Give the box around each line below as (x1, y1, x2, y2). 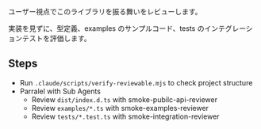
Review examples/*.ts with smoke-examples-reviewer (31, 103, 209, 112)
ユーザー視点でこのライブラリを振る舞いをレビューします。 (8, 7, 202, 16)
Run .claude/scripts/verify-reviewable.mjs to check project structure (19, 78, 253, 87)
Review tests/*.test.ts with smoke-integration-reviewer (31, 112, 220, 121)
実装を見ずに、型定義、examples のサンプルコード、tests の (8, 24, 205, 33)
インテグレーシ (204, 24, 253, 33)
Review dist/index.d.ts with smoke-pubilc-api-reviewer (31, 94, 218, 104)
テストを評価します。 (21, 34, 91, 43)
